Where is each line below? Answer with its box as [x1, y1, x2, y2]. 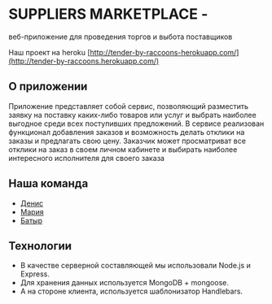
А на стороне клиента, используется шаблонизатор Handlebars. [20, 286, 243, 297]
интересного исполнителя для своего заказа [8, 153, 165, 163]
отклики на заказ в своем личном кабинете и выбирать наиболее [8, 144, 238, 154]
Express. [20, 269, 50, 279]
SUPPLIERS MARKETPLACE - [8, 5, 208, 24]
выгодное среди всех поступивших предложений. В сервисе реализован [8, 119, 265, 128]
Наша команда [8, 176, 89, 191]
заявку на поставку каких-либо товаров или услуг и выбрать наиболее [8, 110, 257, 119]
